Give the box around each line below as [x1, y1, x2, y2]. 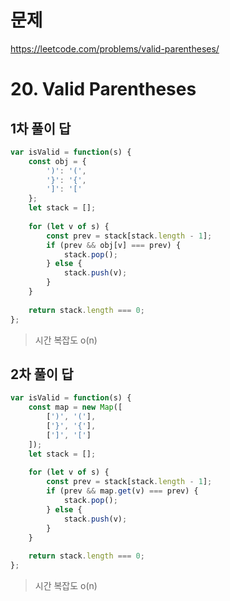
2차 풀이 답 [10, 366, 74, 383]
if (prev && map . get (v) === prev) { [46, 486, 199, 496]
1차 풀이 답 [10, 120, 72, 137]
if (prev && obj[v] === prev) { [46, 240, 182, 250]
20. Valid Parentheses [10, 78, 197, 101]
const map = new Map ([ [28, 402, 123, 413]
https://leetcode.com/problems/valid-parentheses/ [10, 42, 220, 55]
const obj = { [28, 156, 87, 166]
